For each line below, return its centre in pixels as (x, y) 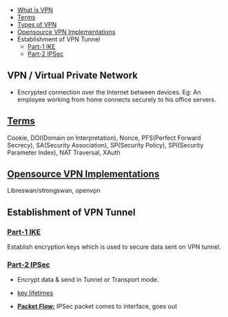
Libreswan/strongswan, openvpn (54, 191)
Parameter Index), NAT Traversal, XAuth (64, 152)
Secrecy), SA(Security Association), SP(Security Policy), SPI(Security (105, 145)
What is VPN (35, 10)
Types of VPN (37, 24)
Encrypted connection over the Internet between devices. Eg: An (109, 92)
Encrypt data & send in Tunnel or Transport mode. (88, 280)
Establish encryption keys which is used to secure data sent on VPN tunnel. (114, 247)
